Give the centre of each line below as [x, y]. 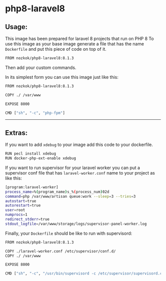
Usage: [17, 27]
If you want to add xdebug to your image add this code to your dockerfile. [79, 145]
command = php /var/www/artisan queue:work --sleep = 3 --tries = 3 [70, 196]
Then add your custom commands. [41, 68]
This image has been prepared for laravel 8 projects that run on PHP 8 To [80, 38]
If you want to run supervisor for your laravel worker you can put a [73, 168]
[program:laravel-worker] [32, 187]
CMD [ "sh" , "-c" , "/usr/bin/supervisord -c [51, 274]
